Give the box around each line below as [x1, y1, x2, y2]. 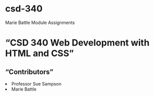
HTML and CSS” [5, 48, 74, 59]
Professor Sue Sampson [12, 80, 62, 86]
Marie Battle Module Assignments [5, 19, 75, 25]
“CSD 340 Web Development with [5, 37, 149, 48]
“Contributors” [5, 67, 54, 76]
